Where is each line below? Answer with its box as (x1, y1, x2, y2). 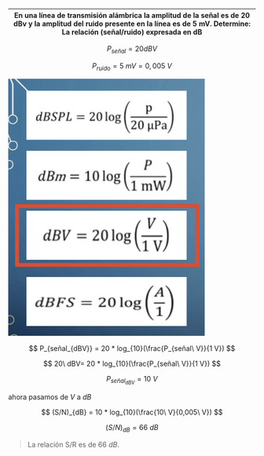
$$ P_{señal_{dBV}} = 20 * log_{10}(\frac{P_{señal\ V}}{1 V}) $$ (28, 343, 236, 353)
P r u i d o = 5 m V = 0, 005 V (91, 60, 173, 72)
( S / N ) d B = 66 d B (105, 422, 159, 434)
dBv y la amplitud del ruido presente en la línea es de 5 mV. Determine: (13, 19, 251, 28)
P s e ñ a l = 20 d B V (106, 44, 158, 55)
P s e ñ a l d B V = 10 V (105, 374, 159, 386)
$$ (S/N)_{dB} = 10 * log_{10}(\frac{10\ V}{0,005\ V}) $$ (41, 407, 223, 417)
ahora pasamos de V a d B (8, 392, 92, 401)
